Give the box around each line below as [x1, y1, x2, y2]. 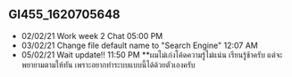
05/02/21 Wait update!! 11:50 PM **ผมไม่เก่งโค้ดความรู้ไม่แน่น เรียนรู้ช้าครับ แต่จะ [21, 49, 283, 60]
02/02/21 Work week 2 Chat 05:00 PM [21, 30, 163, 41]
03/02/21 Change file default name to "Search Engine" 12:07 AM [21, 40, 258, 50]
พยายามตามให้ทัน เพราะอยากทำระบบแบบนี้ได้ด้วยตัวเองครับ [21, 59, 196, 70]
